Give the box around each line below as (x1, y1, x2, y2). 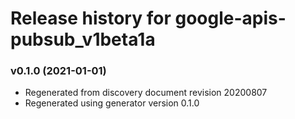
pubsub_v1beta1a (10, 28, 156, 51)
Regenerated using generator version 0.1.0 (24, 97, 200, 109)
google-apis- (174, 7, 287, 30)
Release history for (10, 7, 172, 30)
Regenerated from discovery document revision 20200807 (24, 87, 268, 99)
